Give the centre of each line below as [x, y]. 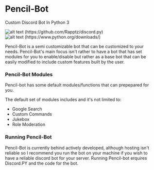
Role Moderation [29, 124]
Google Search [27, 109]
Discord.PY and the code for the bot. [42, 163]
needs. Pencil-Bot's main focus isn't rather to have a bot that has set [74, 51]
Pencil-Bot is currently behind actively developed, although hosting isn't [77, 148]
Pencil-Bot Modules [29, 74]
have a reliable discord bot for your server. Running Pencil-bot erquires [76, 158]
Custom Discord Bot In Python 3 [37, 22]
